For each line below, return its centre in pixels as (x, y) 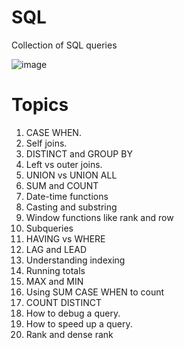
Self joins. (46, 143)
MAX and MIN (54, 281)
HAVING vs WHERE (65, 238)
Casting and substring (71, 207)
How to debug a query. (73, 313)
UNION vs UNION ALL (71, 175)
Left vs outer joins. (64, 164)
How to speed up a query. (79, 323)
